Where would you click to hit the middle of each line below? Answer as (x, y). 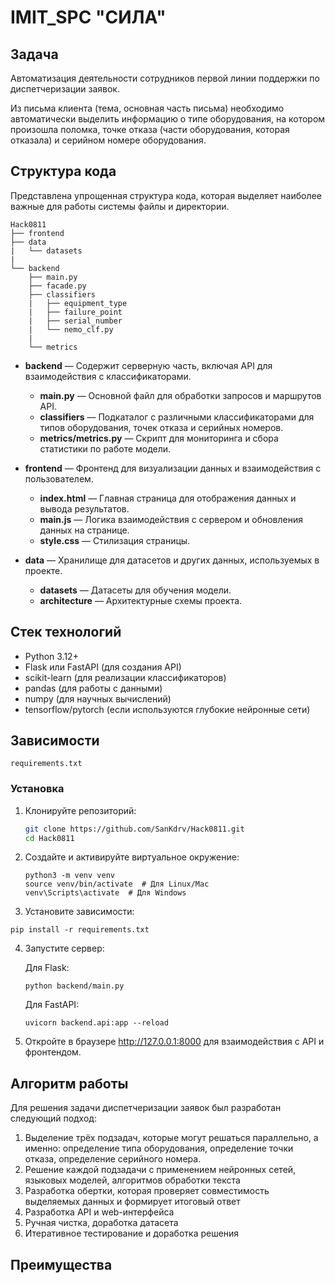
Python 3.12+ (51, 656)
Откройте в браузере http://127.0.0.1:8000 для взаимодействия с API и (174, 1042)
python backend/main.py (74, 986)
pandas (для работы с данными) (93, 688)
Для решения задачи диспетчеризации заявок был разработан (146, 1108)
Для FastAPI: (52, 1005)
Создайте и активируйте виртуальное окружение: (132, 857)
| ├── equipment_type (78, 303)
